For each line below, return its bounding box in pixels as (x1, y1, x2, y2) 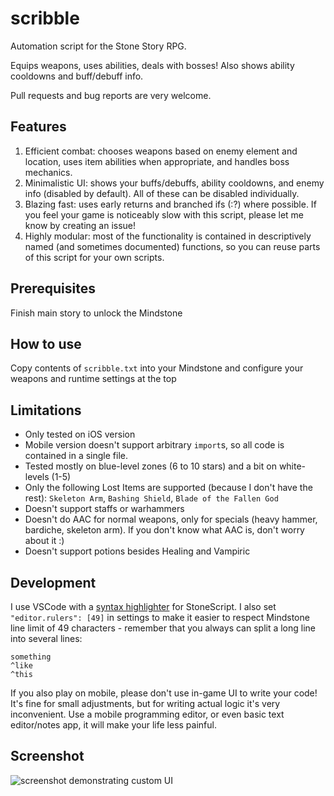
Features (10, 118, 67, 136)
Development (10, 574, 97, 591)
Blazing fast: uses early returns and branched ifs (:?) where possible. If (24, 198, 317, 210)
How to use (10, 335, 82, 352)
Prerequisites (10, 280, 96, 297)
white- (278, 460, 307, 472)
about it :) (24, 535, 65, 547)
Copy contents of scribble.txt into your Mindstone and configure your (10, 362, 304, 374)
